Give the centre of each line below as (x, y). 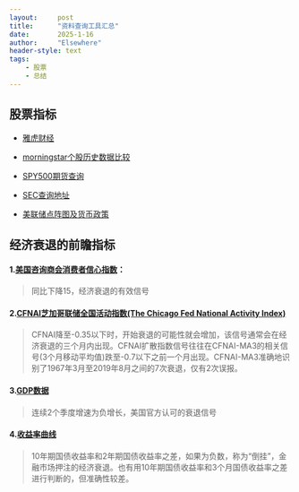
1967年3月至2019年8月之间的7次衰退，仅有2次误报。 (145, 368)
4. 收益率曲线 (33, 435)
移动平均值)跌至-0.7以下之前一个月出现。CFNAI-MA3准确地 (172, 357)
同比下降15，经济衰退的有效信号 (90, 291)
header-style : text (46, 51)
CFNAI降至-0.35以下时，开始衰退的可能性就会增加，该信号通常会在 (155, 335)
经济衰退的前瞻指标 (62, 244)
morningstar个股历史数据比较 (76, 157)
